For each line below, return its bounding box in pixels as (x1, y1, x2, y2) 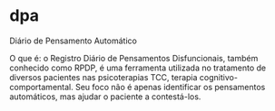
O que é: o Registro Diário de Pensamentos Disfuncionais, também (9, 52, 259, 63)
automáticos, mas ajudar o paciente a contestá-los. (9, 91, 201, 102)
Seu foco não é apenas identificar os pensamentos (75, 81, 266, 92)
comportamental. (9, 81, 74, 92)
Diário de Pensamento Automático (9, 35, 138, 46)
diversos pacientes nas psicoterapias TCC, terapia (9, 71, 198, 82)
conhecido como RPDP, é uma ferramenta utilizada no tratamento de (9, 62, 266, 73)
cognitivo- (199, 71, 239, 82)
